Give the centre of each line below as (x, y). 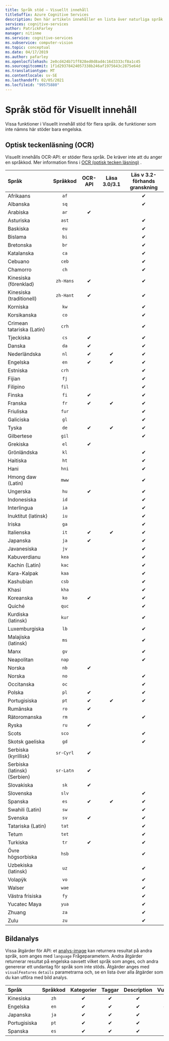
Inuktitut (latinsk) (28, 516)
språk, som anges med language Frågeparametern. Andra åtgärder (74, 956)
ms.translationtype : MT (30, 71)
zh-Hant (65, 296)
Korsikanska (22, 315)
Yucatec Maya (25, 904)
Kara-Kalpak (23, 574)
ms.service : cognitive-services (39, 38)
